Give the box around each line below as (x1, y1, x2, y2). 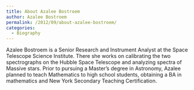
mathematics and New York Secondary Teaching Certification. (6, 77, 158, 85)
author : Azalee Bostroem (6, 14, 67, 20)
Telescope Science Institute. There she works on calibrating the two (6, 53, 171, 60)
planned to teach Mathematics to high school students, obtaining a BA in (6, 71, 182, 78)
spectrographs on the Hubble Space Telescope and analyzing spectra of (6, 59, 182, 66)
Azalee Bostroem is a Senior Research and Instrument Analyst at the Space (6, 46, 188, 53)
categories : (6, 25, 35, 31)
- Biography (11, 30, 41, 36)
